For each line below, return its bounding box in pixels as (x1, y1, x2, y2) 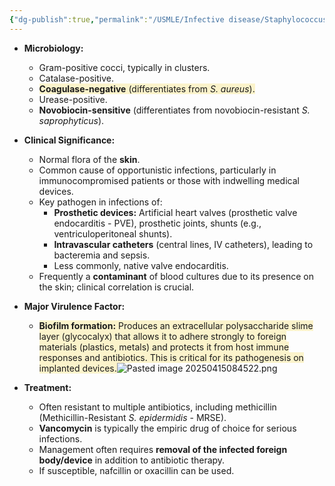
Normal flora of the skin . (38, 153, 141, 165)
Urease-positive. (38, 93, 108, 105)
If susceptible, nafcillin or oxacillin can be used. (38, 464, 235, 476)
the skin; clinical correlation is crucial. (38, 281, 195, 293)
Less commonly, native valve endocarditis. (53, 259, 229, 271)
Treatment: (23, 381, 72, 393)
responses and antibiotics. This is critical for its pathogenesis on (38, 351, 304, 363)
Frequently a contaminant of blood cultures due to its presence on (38, 270, 314, 282)
